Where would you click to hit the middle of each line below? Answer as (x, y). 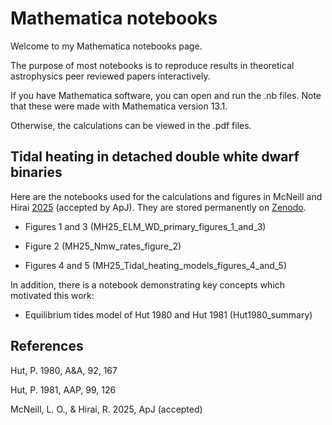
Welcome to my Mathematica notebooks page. (106, 46)
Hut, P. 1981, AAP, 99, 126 (63, 389)
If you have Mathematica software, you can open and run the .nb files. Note (166, 95)
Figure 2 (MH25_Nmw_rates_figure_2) (103, 246)
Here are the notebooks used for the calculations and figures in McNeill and (166, 196)
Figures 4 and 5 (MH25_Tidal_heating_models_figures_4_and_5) (156, 265)
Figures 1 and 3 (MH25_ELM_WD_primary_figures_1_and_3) (145, 226)
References (47, 346)
